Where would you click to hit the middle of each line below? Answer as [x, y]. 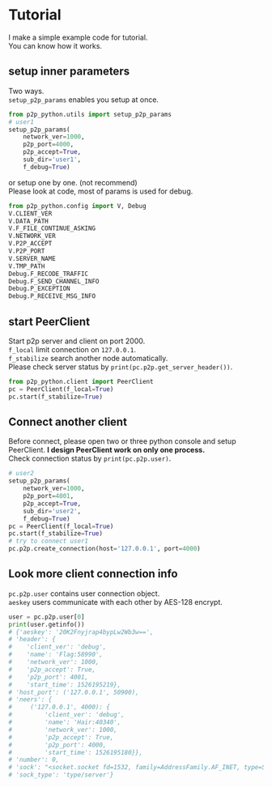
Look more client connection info [93, 574]
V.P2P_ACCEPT [30, 244]
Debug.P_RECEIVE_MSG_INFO [52, 296]
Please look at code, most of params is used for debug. [101, 191]
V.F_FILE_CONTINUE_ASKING [52, 228]
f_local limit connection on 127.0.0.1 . [72, 349]
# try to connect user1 [49, 541]
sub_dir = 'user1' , [52, 160]
